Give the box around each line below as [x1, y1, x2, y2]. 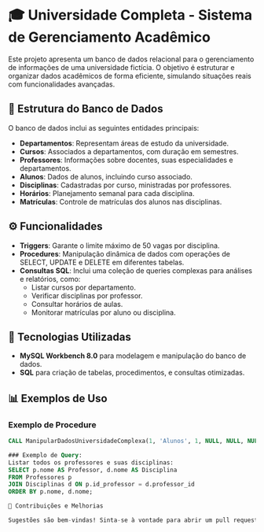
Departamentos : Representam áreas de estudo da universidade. [19, 139, 229, 148]
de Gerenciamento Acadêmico [8, 28, 211, 46]
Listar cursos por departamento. [31, 283, 136, 292]
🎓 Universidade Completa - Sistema [8, 6, 253, 24]
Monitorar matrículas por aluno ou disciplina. [31, 308, 177, 317]
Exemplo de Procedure [8, 419, 97, 430]
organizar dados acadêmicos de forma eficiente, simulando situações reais [8, 71, 251, 80]
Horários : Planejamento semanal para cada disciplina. [19, 188, 195, 198]
